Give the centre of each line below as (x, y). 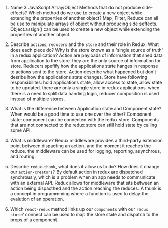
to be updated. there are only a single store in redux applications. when (85, 88)
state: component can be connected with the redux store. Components (85, 119)
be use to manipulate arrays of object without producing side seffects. (84, 24)
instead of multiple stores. (37, 99)
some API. (21, 130)
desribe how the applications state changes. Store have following (79, 77)
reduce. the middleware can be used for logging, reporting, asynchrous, (86, 151)
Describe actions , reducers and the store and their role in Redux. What (85, 44)
